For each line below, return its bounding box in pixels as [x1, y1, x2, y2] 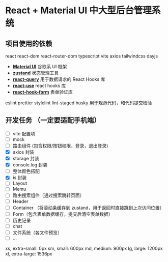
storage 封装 [12, 156, 39, 162]
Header [12, 198, 29, 204]
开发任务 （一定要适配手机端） [5, 116, 101, 125]
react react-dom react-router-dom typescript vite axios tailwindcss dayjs [5, 53, 158, 59]
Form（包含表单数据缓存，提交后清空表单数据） [12, 211, 113, 217]
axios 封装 [12, 149, 35, 155]
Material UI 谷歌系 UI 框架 [12, 64, 67, 69]
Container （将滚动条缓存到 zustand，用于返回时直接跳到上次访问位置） [12, 205, 164, 211]
